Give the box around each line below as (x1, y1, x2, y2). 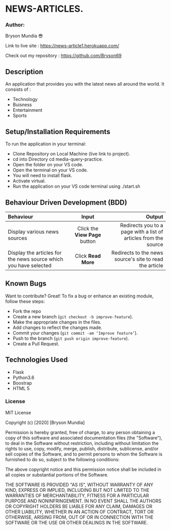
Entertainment (12, 107, 43, 113)
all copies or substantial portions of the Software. (5, 471, 108, 477)
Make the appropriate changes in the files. (12, 319, 102, 325)
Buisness (12, 102, 32, 108)
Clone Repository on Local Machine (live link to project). (12, 151, 131, 157)
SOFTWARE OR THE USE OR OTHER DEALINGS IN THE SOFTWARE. (5, 519, 148, 525)
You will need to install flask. (12, 172, 73, 179)
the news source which (8, 256, 64, 263)
